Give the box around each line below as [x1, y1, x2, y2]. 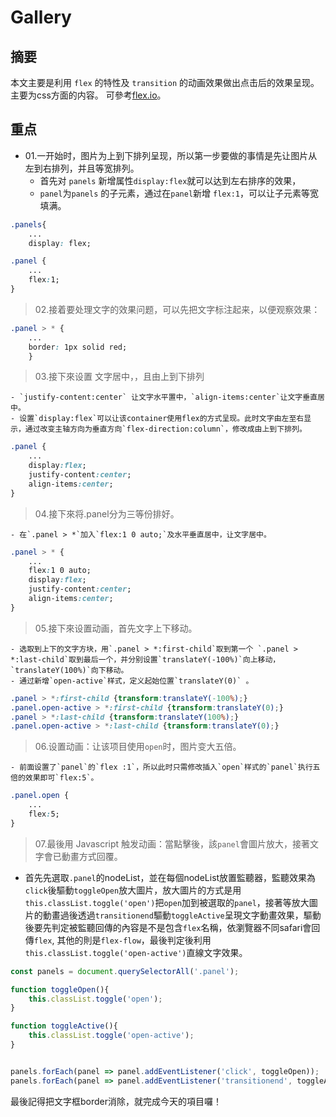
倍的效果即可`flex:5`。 [10, 773, 99, 783]
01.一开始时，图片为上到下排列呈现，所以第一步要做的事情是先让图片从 [24, 149, 318, 161]
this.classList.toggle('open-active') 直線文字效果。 [24, 946, 248, 958]
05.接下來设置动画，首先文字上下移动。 [34, 622, 198, 634]
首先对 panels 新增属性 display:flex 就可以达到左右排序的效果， [39, 174, 302, 186]
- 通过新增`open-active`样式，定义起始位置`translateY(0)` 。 [10, 676, 254, 686]
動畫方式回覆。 [61, 850, 123, 862]
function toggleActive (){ [10, 1021, 118, 1031]
